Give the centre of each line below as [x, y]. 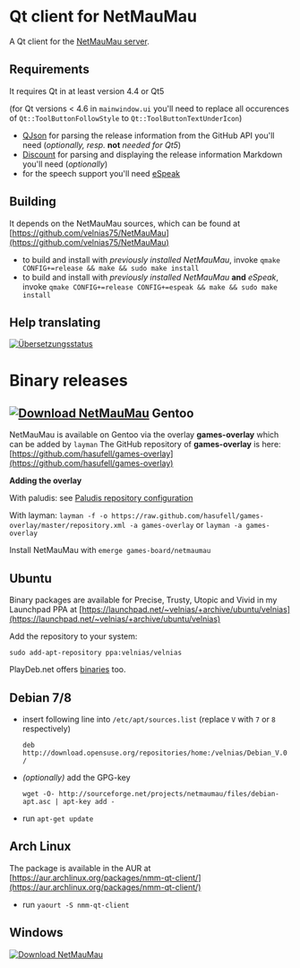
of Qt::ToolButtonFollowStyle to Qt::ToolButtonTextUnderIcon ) [126, 117]
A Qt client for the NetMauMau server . [79, 41]
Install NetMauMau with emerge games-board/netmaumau [110, 550]
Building [33, 202]
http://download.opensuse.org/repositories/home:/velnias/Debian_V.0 [155, 753]
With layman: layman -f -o [59, 515]
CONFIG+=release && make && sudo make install [111, 268]
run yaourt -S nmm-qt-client [76, 904]
